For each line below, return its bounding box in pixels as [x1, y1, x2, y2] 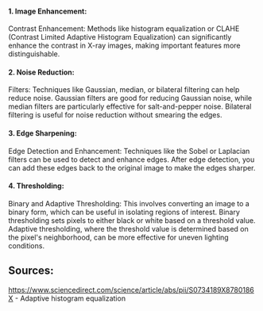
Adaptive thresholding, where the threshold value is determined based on [8, 224, 249, 233]
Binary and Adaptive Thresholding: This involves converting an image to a [8, 198, 250, 208]
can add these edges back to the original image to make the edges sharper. [8, 163, 256, 172]
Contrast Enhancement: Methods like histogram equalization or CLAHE [8, 24, 240, 33]
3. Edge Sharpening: [8, 129, 77, 138]
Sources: [8, 264, 54, 278]
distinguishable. [8, 49, 60, 59]
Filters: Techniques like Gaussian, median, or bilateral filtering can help [8, 85, 240, 94]
